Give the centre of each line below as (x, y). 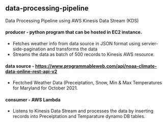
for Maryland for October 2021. (45, 88)
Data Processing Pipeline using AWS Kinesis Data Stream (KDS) (72, 20)
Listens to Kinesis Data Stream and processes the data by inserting (83, 111)
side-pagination (29, 49)
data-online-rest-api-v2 (31, 71)
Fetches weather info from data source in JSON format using (77, 44)
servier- (150, 44)
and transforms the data (72, 49)
